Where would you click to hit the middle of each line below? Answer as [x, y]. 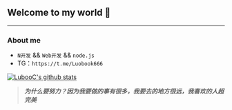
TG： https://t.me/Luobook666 [60, 63]
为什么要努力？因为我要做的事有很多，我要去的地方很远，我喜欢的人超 [124, 91]
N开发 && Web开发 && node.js [56, 55]
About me [24, 40]
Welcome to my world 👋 [59, 13]
